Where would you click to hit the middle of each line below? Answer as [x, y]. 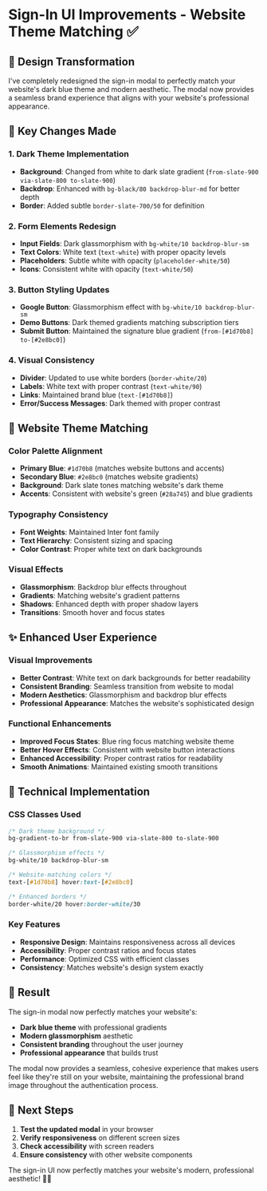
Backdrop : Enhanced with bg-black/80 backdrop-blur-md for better [130, 189]
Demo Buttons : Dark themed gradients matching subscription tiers [129, 323]
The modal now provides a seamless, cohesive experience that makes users [133, 1068]
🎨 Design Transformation [72, 62]
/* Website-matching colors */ [60, 875]
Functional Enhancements [60, 724]
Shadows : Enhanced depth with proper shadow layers [109, 604]
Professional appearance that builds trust [89, 1053]
